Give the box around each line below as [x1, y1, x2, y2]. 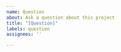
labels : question [6, 25, 50, 32]
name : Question [6, 8, 45, 15]
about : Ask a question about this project [6, 15, 115, 21]
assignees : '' [6, 31, 42, 37]
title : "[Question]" [6, 20, 59, 26]
